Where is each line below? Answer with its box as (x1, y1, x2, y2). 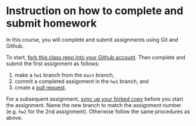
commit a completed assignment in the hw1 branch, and (14, 78, 149, 85)
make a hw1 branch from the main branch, (14, 71, 115, 78)
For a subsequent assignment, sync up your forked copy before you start (6, 95, 184, 102)
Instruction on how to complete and (6, 4, 184, 18)
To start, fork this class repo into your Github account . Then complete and (6, 54, 185, 61)
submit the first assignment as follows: (6, 60, 100, 67)
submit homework (6, 16, 97, 30)
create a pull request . (14, 84, 67, 91)
